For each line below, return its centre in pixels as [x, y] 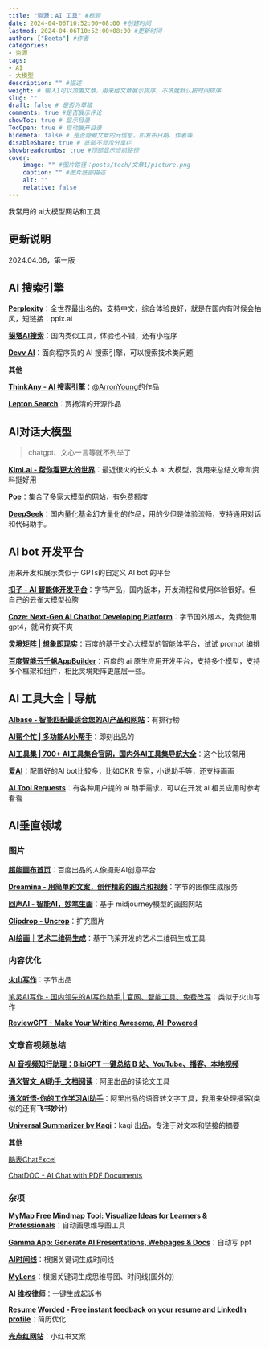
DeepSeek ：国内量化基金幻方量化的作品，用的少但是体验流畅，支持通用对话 [135, 514]
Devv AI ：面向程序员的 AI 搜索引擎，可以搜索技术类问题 [101, 353]
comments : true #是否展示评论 [55, 113]
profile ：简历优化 [37, 1319]
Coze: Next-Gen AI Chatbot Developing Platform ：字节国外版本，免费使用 [132, 617]
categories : [28, 46]
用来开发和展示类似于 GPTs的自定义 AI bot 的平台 [90, 572]
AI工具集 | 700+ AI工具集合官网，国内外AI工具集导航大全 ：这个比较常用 [127, 754]
